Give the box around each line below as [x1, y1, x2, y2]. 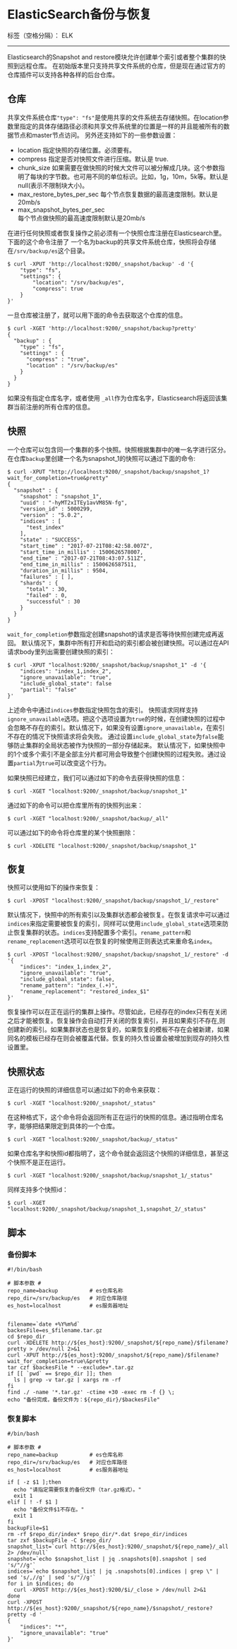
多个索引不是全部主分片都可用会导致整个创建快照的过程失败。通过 [28, 750, 220, 758]
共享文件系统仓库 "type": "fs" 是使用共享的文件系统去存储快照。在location [7, 113, 224, 121]
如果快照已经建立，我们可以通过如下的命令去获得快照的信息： [7, 774, 187, 782]
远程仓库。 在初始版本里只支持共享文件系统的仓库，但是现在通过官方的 [19, 61, 226, 70]
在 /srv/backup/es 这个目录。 [7, 246, 90, 255]
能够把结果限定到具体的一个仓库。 [19, 1122, 119, 1130]
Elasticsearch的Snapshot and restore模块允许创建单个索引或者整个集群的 [7, 52, 220, 61]
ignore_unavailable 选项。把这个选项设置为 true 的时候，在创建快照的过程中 [7, 714, 226, 723]
